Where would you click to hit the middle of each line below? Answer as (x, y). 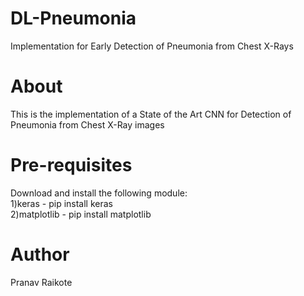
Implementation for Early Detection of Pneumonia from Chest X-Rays (152, 46)
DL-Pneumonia (73, 18)
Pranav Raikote (41, 282)
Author (40, 254)
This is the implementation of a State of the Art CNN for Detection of (151, 114)
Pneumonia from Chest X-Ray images (87, 124)
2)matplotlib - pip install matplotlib (81, 214)
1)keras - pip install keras (61, 203)
